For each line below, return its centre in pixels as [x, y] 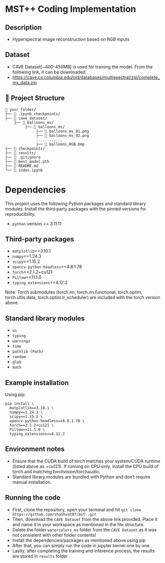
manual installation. [32, 482]
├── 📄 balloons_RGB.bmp [60, 144]
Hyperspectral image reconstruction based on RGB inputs [71, 39]
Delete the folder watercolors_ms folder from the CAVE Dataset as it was [84, 530]
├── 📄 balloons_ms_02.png [63, 135]
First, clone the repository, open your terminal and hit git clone [77, 510]
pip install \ [20, 404]
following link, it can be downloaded [49, 72]
